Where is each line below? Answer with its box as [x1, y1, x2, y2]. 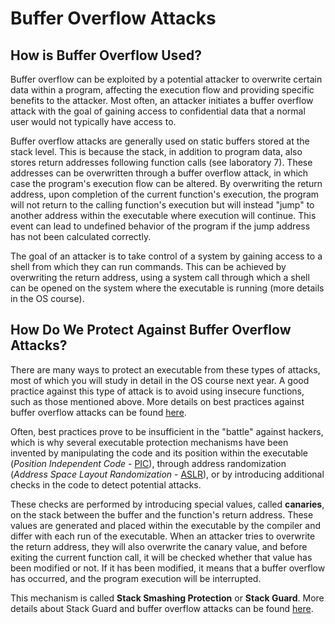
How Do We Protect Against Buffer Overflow [10, 322, 292, 339]
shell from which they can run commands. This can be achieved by [10, 261, 287, 272]
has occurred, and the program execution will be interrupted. [10, 572, 262, 584]
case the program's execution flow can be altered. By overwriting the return [10, 178, 323, 189]
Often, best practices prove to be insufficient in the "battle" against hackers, [10, 425, 324, 437]
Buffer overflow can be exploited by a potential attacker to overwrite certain [10, 73, 323, 85]
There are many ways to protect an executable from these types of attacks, [10, 363, 321, 376]
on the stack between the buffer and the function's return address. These [10, 508, 314, 521]
